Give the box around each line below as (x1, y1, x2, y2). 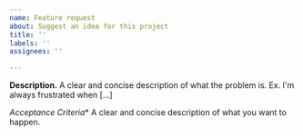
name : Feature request (9, 13, 96, 23)
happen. (9, 117, 41, 128)
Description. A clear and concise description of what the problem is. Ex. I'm (9, 80, 295, 91)
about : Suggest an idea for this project (9, 22, 169, 31)
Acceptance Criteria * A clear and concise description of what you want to (9, 107, 287, 118)
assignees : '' (9, 47, 64, 56)
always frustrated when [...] (9, 90, 113, 101)
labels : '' (9, 38, 51, 48)
